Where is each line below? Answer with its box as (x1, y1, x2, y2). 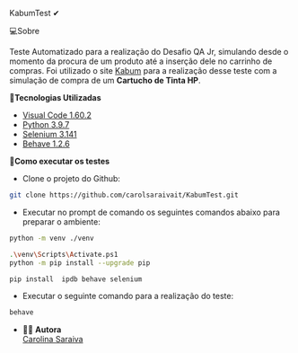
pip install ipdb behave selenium (9, 274, 143, 284)
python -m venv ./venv (9, 234, 94, 243)
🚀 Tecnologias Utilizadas (9, 93, 101, 102)
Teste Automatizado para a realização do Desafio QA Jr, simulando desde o (9, 47, 289, 57)
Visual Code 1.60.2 (22, 110, 92, 120)
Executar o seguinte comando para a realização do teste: (22, 291, 234, 302)
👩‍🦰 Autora (22, 324, 62, 335)
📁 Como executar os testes (9, 156, 110, 166)
